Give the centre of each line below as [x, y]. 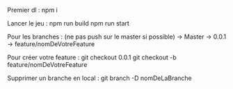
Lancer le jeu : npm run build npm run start [69, 23]
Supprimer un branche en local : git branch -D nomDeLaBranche [100, 78]
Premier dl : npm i [32, 10]
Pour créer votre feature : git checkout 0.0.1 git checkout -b [92, 57]
